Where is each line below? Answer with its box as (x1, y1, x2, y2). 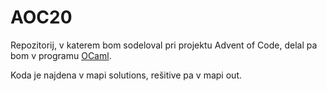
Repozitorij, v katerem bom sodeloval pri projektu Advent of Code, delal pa (10, 39, 318, 51)
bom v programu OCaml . (10, 49, 112, 61)
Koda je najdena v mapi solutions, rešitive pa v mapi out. (10, 69, 242, 81)
